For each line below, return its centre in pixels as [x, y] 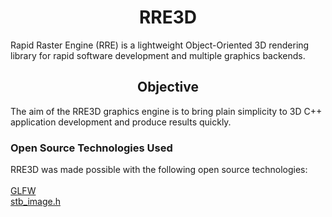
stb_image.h [35, 202]
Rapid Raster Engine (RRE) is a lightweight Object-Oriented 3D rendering [160, 45]
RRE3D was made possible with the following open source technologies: [159, 170]
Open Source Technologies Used [91, 148]
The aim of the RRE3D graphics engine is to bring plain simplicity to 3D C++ [166, 111]
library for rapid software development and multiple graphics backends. [158, 55]
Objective [168, 87]
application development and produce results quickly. [121, 122]
